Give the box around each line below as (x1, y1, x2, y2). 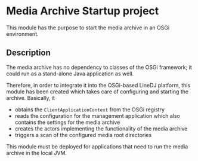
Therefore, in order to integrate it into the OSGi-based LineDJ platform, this (6, 81, 191, 89)
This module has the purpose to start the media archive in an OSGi (6, 24, 170, 31)
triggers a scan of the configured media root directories (14, 131, 152, 138)
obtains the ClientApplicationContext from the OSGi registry (14, 106, 165, 113)
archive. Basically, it (6, 94, 55, 101)
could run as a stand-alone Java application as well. (6, 70, 134, 77)
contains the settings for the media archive (14, 119, 120, 126)
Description (6, 48, 51, 58)
